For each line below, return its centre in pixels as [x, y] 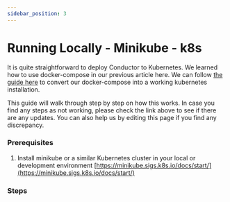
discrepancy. [26, 125]
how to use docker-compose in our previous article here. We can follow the [115, 74]
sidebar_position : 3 [37, 14]
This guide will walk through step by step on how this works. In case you [111, 103]
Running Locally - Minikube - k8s [105, 48]
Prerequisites [30, 143]
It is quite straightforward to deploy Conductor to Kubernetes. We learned [113, 67]
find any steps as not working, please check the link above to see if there [112, 110]
